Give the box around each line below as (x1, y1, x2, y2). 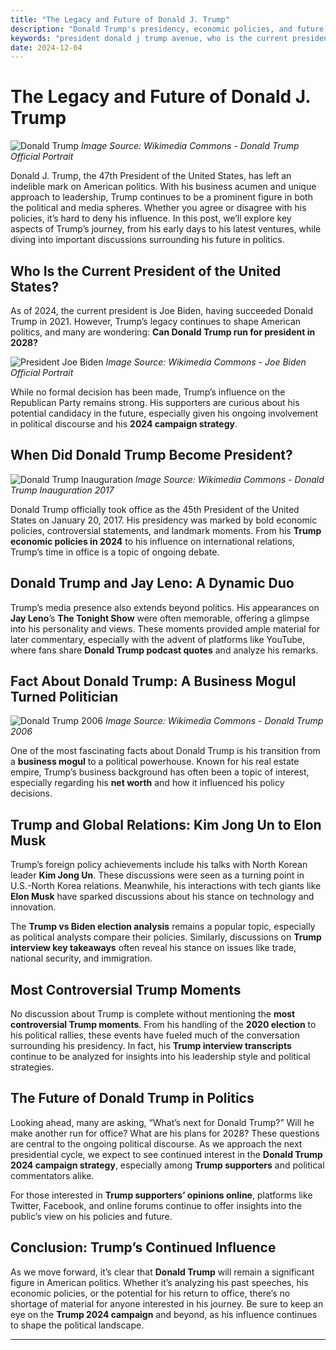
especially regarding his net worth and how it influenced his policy (10, 777, 285, 789)
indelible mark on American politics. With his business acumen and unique (10, 181, 317, 193)
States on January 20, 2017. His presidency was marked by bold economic (10, 514, 318, 526)
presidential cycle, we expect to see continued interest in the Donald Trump (10, 1148, 323, 1160)
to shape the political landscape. (10, 1319, 145, 1331)
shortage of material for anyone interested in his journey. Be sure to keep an (10, 1297, 324, 1310)
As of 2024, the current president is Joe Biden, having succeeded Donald (10, 305, 314, 316)
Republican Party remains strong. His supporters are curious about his (10, 397, 300, 408)
